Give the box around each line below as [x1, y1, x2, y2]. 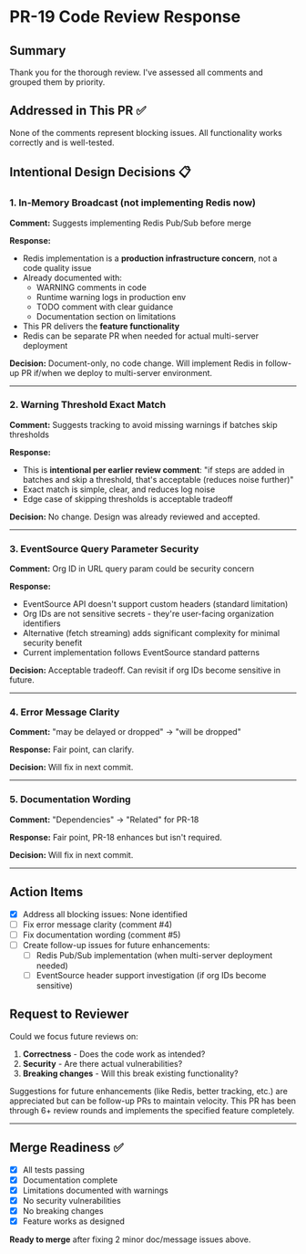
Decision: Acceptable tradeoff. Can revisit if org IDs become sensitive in [9, 664, 280, 676]
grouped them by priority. [9, 77, 106, 88]
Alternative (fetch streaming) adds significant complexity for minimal [22, 628, 280, 639]
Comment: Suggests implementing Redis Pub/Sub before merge [9, 217, 252, 228]
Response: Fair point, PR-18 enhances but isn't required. [9, 831, 223, 842]
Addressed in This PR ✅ [9, 103, 147, 119]
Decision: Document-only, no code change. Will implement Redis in [9, 358, 264, 369]
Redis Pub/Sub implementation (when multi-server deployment [36, 949, 273, 960]
